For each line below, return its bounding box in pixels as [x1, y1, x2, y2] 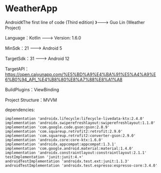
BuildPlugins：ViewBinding [5, 86, 59, 93]
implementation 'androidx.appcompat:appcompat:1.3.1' [5, 142, 117, 147]
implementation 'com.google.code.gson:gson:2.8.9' [5, 125, 110, 130]
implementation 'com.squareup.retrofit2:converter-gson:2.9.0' [5, 133, 136, 138]
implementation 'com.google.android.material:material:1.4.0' [5, 146, 134, 151]
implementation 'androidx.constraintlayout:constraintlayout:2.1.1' [5, 150, 147, 155]
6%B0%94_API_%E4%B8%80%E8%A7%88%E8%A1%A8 [5, 77, 123, 82]
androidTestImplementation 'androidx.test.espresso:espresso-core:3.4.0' [5, 163, 158, 168]
